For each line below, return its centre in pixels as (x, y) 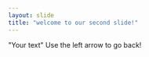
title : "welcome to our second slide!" (73, 23)
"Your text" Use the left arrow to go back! (75, 45)
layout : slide (31, 15)
